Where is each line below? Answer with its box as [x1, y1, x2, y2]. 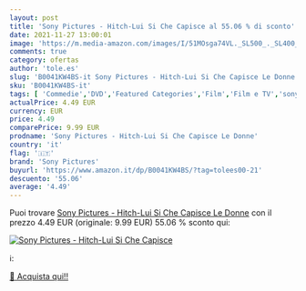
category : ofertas [9, 55, 79, 65]
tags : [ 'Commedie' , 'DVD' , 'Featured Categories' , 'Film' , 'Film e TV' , [9, 89, 280, 98]
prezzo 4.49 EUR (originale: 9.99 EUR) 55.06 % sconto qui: [9, 217, 230, 228]
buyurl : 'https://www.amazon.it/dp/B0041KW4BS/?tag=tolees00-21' [9, 166, 262, 175]
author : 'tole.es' [9, 65, 79, 74]
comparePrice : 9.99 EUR [9, 124, 100, 133]
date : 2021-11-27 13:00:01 [9, 30, 112, 39]
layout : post [9, 13, 59, 23]
